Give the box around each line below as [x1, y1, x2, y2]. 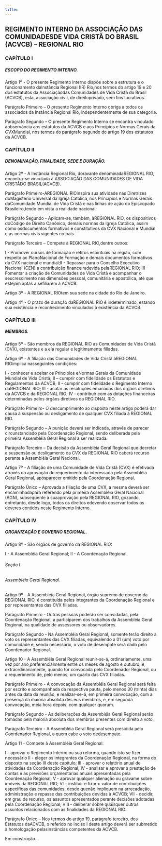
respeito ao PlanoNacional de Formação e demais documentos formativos [5, 255, 152, 260]
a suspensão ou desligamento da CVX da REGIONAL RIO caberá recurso [5, 450, 150, 456]
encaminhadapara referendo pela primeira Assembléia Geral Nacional [5, 489, 144, 495]
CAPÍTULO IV [5, 517, 37, 524]
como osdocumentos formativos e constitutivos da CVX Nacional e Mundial [5, 225, 156, 231]
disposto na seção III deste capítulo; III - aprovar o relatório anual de [5, 760, 141, 766]
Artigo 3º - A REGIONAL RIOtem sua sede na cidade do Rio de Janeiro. [5, 290, 146, 295]
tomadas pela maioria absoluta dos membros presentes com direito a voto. [5, 716, 154, 722]
